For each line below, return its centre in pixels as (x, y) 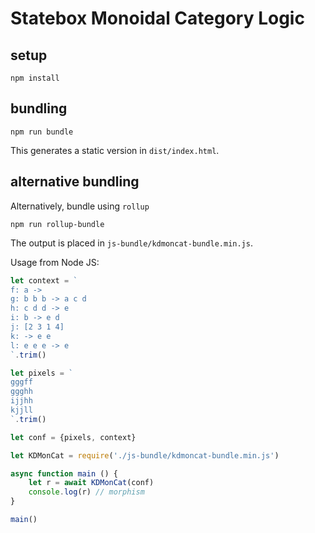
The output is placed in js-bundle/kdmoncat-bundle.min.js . (131, 243)
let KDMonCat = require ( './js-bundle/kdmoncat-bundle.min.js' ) (145, 455)
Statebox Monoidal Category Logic (157, 18)
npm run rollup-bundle (57, 224)
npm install (35, 78)
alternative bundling (75, 182)
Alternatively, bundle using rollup (80, 206)
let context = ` (44, 280)
